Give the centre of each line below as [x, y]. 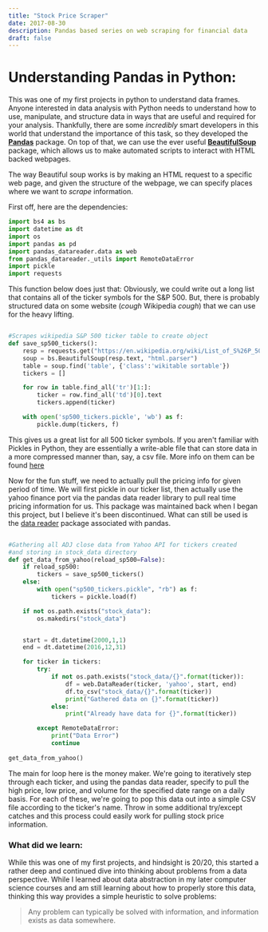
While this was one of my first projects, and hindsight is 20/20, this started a [134, 862]
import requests [35, 274]
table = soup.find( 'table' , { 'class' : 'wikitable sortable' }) [126, 366]
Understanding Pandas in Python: [122, 78]
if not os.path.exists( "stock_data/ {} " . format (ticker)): [148, 677]
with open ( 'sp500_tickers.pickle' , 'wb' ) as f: [103, 417]
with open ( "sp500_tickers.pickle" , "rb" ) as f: [117, 589]
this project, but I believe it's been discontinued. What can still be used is [128, 514]
